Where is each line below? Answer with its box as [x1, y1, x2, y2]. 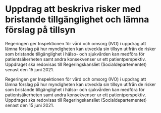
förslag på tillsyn [5, 25, 76, 35]
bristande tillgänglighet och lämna [5, 14, 150, 25]
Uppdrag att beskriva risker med [5, 3, 141, 15]
